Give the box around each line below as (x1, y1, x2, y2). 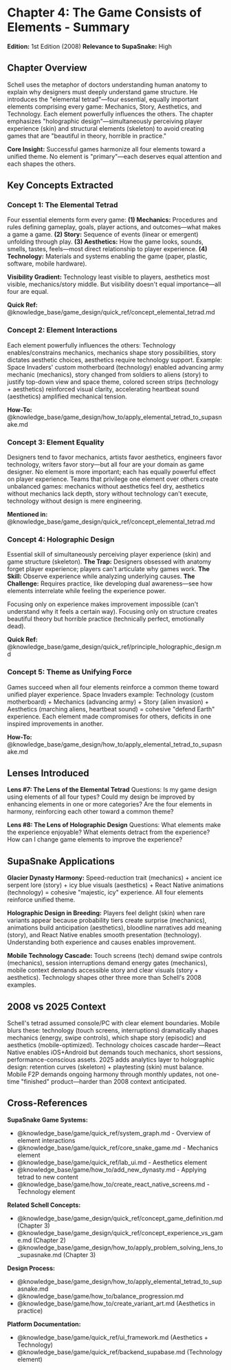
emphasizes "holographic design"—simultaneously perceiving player (7, 117, 203, 125)
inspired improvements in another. (7, 719, 104, 727)
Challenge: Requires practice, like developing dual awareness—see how (7, 579, 213, 588)
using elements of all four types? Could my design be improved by (7, 793, 195, 801)
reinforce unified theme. (7, 896, 76, 904)
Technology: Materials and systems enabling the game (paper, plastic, (7, 253, 208, 261)
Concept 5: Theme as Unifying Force (7, 667, 132, 677)
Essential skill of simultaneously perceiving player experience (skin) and (7, 550, 211, 559)
